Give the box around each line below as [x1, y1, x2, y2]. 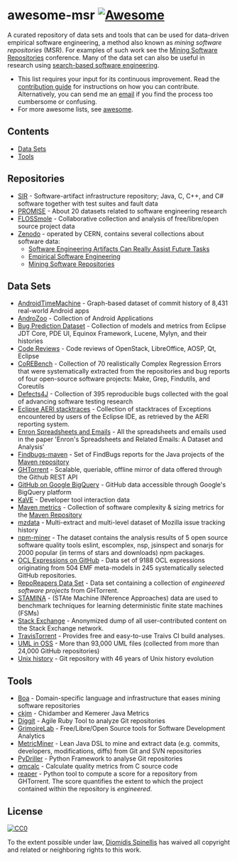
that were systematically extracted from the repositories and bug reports [17, 367, 231, 376]
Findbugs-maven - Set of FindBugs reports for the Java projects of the [17, 450, 225, 459]
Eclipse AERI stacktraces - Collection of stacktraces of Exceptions [17, 405, 211, 413]
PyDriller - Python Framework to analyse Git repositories [17, 754, 183, 763]
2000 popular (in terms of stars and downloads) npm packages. [17, 549, 205, 557]
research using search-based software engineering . [7, 60, 160, 69]
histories [17, 337, 44, 345]
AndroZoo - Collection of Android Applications [17, 314, 154, 323]
